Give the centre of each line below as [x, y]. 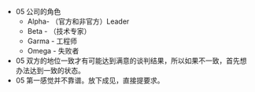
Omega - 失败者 [53, 51]
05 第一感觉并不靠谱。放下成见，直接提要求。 [90, 80]
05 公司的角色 [38, 11]
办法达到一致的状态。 [50, 70]
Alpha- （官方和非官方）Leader [78, 21]
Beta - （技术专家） [59, 31]
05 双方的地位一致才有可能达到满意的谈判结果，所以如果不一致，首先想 [131, 61]
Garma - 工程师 [52, 41]
